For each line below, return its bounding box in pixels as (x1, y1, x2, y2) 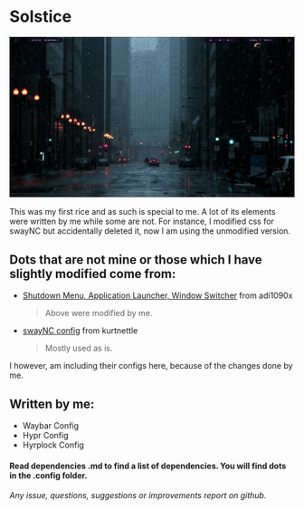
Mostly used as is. (44, 342, 113, 354)
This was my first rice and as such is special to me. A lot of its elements (9, 207, 276, 217)
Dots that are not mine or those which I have (9, 252, 262, 267)
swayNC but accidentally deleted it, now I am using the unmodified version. (9, 226, 291, 236)
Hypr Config (22, 430, 69, 441)
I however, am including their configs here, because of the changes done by (9, 361, 293, 371)
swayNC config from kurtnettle (22, 325, 138, 336)
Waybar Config (22, 420, 80, 431)
